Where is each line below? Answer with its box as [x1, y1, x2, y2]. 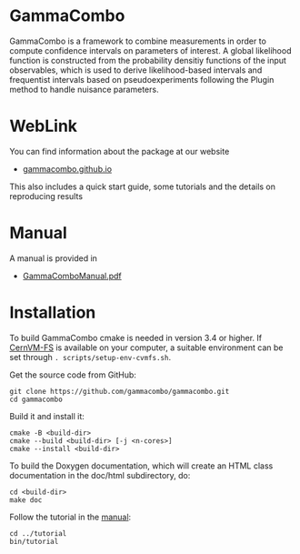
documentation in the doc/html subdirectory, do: [9, 469, 191, 480]
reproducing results [9, 190, 84, 201]
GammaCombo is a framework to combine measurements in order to [9, 35, 266, 46]
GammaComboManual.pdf [22, 270, 123, 281]
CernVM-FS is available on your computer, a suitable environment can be [9, 342, 284, 353]
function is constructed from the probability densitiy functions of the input [9, 55, 286, 65]
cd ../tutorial [9, 529, 67, 538]
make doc [9, 495, 43, 505]
